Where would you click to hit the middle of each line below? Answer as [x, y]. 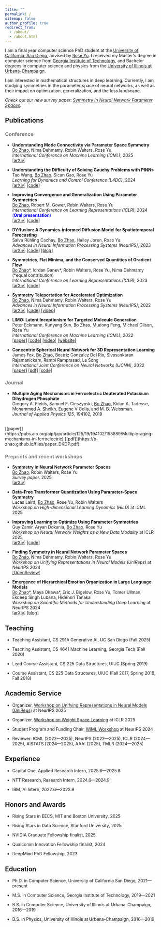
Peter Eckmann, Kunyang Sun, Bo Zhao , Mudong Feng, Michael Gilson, [82, 325]
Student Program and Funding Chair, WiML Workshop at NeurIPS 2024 [82, 729]
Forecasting [24, 235]
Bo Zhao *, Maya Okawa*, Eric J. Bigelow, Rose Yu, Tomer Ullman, [77, 592]
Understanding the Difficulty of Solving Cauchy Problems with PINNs [83, 170]
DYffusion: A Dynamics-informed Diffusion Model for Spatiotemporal [83, 230]
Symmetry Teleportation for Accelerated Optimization [67, 295]
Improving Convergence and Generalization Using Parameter [74, 194]
